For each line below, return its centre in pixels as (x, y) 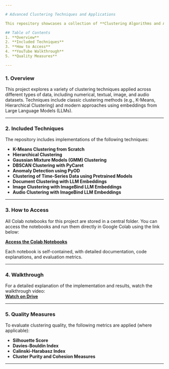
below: (12, 232)
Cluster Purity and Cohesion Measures (54, 356)
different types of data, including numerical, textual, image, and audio (77, 95)
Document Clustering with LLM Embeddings (60, 181)
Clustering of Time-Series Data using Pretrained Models (72, 176)
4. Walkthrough (25, 274)
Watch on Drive (22, 296)
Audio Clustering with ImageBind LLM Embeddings (67, 192)
